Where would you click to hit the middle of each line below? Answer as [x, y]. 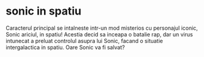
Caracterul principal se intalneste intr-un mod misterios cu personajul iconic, [102, 28]
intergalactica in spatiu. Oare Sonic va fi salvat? [65, 47]
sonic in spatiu [44, 11]
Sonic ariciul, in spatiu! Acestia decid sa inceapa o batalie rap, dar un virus [99, 34]
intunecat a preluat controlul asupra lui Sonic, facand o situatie [84, 41]
